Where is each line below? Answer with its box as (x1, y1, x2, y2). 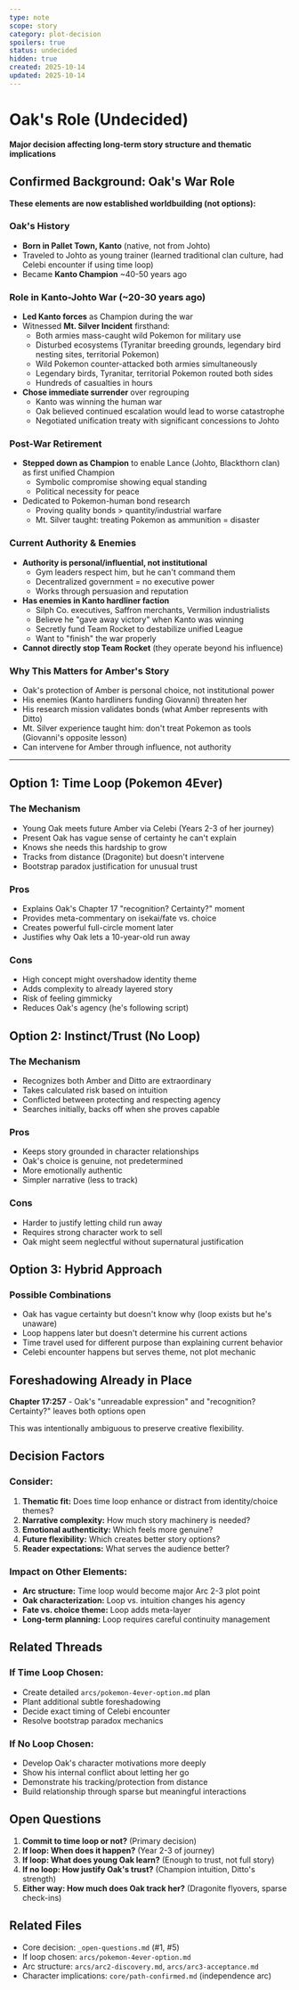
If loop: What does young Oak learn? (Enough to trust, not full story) (21, 1855, 275, 1865)
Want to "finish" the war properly (35, 633, 158, 643)
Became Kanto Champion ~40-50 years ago (21, 268, 187, 279)
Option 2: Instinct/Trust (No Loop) (9, 1028, 201, 1044)
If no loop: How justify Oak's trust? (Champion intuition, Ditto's (21, 1863, 255, 1874)
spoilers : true (9, 37, 66, 47)
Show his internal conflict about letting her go (21, 1767, 190, 1778)
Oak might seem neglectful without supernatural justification (21, 1236, 245, 1247)
